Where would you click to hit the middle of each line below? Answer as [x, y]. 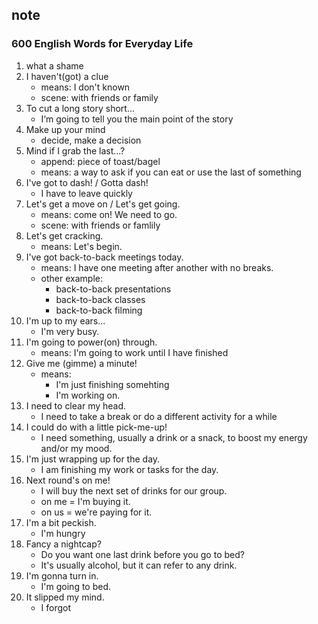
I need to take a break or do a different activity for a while [159, 416]
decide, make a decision [91, 140]
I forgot [56, 607]
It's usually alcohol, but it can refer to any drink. [139, 565]
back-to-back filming [99, 310]
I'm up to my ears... [65, 320]
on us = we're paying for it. [96, 512]
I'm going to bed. [76, 586]
